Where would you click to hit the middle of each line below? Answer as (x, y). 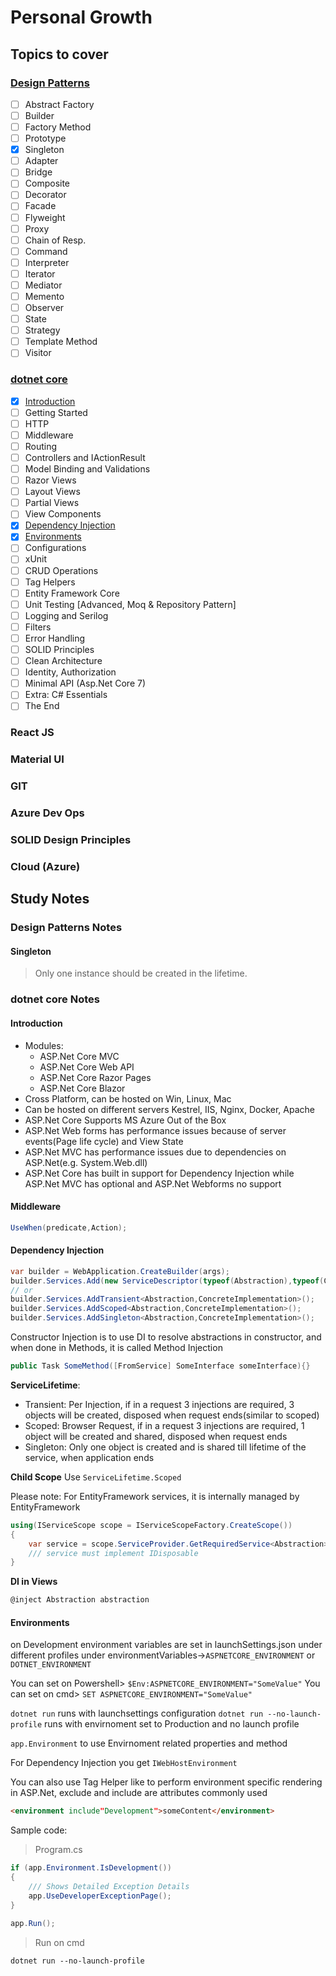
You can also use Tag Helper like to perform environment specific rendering (166, 1782)
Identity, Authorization (70, 672)
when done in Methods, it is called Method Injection (116, 1348)
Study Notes (50, 899)
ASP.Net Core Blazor (82, 1088)
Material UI (37, 759)
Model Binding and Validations (87, 468)
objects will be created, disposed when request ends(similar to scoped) (172, 1415)
